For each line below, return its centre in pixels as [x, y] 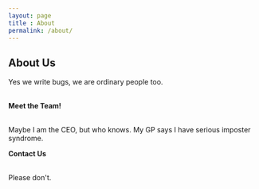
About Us [32, 63]
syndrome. [26, 138]
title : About [32, 23]
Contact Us [27, 154]
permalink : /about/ [41, 30]
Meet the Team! [35, 106]
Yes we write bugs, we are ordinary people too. [86, 82]
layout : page [30, 16]
